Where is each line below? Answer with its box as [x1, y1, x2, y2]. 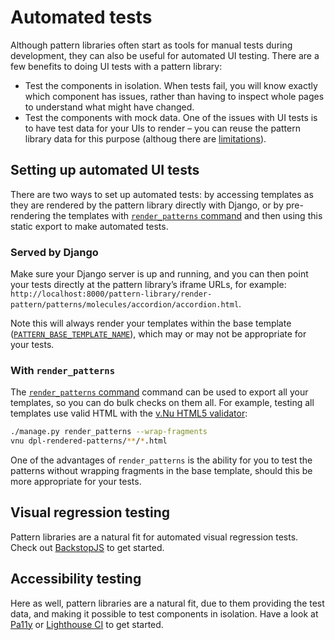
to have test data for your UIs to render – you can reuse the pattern [24, 122, 301, 134]
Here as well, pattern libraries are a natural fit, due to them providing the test [10, 597, 325, 609]
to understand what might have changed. [24, 101, 195, 113]
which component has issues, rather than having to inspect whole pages [24, 90, 325, 102]
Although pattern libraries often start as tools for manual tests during [10, 39, 293, 51]
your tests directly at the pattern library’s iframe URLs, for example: [10, 279, 287, 291]
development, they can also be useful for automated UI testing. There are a [10, 49, 320, 61]
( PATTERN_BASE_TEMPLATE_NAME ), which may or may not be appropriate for [10, 328, 307, 340]
